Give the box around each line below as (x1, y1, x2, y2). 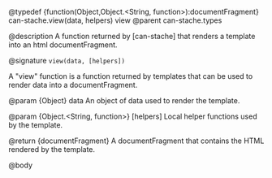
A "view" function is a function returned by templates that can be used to (8, 72, 253, 80)
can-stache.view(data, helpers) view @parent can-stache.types (8, 15, 222, 25)
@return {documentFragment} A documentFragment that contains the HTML (8, 136, 265, 145)
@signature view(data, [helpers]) (8, 56, 126, 65)
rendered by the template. (8, 145, 96, 154)
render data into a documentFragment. (8, 80, 138, 89)
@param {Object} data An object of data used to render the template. (8, 96, 240, 105)
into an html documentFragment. (8, 40, 118, 50)
